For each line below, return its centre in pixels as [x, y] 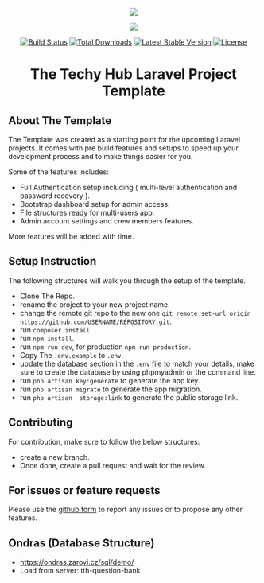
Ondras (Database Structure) [82, 543]
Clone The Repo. [47, 296]
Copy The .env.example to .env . [72, 355]
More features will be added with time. [71, 236]
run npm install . [47, 338]
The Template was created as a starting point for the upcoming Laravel [124, 140]
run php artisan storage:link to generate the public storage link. [129, 397]
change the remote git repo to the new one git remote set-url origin [135, 313]
